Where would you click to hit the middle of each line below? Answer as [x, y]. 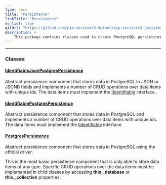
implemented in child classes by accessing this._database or [67, 172]
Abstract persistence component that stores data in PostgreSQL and [75, 114]
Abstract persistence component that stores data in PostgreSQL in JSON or [82, 81]
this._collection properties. [33, 177]
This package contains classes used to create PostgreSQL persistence [88, 37]
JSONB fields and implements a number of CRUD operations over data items [83, 87]
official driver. [19, 152]
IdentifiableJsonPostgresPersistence [44, 71]
